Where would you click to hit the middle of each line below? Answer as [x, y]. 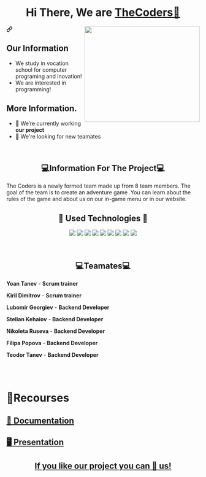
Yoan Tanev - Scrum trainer [42, 284]
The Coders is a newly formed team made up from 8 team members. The [99, 186]
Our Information [37, 48]
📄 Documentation [40, 420]
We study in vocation [42, 63]
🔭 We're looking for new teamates [58, 136]
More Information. [42, 109]
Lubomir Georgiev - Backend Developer [58, 307]
